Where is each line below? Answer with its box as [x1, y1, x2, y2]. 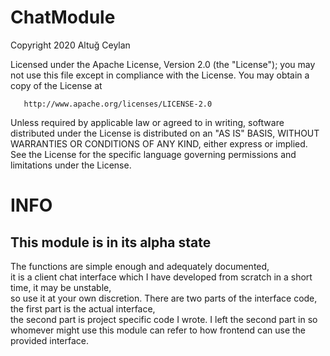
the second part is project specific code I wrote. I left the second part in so [10, 313, 318, 325]
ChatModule [10, 6, 116, 29]
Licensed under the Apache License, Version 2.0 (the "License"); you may [10, 58, 316, 70]
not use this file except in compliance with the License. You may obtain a [10, 69, 310, 81]
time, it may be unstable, [10, 281, 112, 293]
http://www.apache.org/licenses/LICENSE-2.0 [23, 99, 213, 109]
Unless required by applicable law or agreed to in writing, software [10, 116, 285, 128]
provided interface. [10, 334, 90, 346]
